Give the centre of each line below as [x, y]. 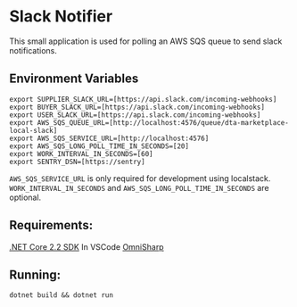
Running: [35, 274]
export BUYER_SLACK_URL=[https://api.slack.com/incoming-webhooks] [137, 107]
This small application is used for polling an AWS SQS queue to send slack [146, 41]
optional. [25, 197]
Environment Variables [74, 79]
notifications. [33, 50]
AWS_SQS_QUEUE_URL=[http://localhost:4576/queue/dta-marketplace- [163, 122]
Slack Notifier [61, 17]
